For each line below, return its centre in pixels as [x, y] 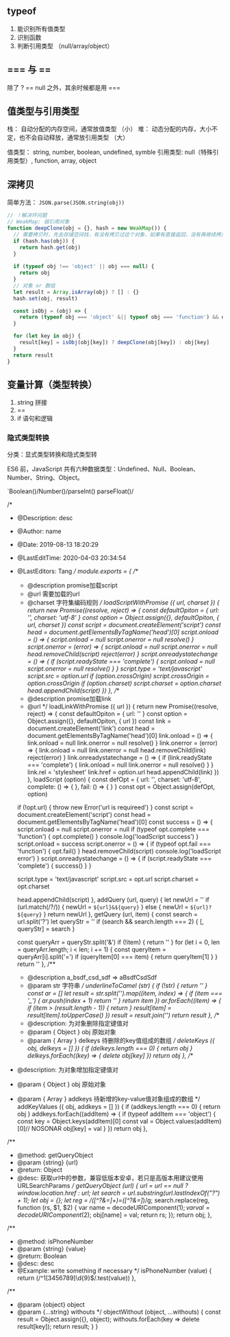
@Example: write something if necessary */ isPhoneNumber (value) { [114, 1270]
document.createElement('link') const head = [91, 728]
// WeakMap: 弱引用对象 [38, 222]
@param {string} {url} [48, 1162]
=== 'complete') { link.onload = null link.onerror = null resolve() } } [120, 765]
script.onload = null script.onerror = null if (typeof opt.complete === [113, 829]
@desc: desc [36, 1263]
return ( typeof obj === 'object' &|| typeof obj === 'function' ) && [119, 317]
